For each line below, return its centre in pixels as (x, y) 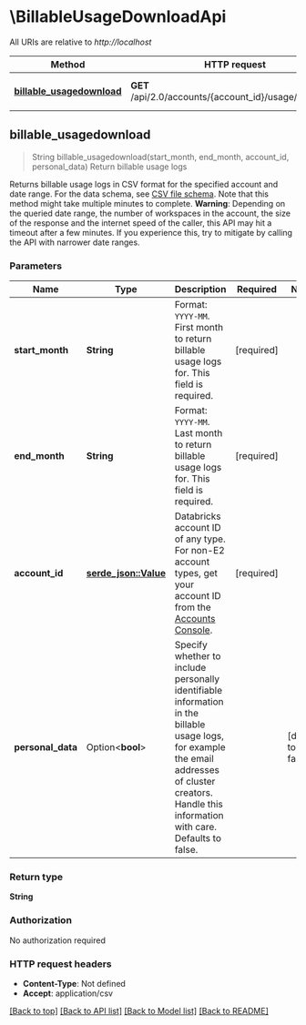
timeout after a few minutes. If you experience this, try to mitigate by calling (151, 232)
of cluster (195, 782)
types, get (196, 573)
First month (199, 328)
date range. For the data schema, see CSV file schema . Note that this (139, 194)
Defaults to (198, 838)
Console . (194, 630)
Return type (36, 877)
